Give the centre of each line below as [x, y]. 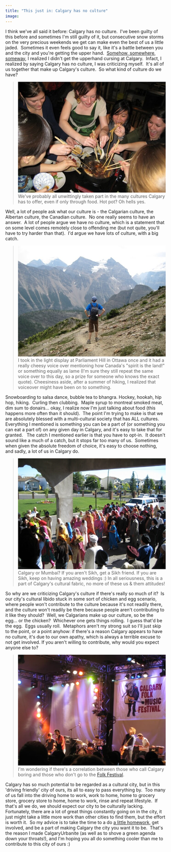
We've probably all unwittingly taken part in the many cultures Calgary [91, 196]
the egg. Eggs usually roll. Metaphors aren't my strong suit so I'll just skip [83, 626]
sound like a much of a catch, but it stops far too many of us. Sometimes [82, 440]
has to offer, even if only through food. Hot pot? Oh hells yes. [82, 202]
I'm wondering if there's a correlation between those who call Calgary [91, 769]
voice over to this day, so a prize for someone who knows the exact [88, 376]
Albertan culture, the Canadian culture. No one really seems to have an [80, 217]
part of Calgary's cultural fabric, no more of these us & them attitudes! [91, 584]
